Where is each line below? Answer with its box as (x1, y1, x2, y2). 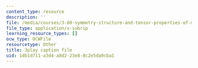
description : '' (6, 14, 46, 20)
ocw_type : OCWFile (6, 36, 51, 42)
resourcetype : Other (6, 42, 57, 48)
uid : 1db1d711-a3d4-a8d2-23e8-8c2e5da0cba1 (6, 53, 115, 59)
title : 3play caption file (6, 47, 72, 53)
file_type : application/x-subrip (6, 25, 88, 31)
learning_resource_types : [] (6, 31, 78, 37)
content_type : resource (6, 8, 65, 15)
